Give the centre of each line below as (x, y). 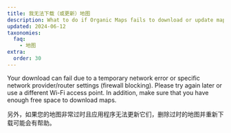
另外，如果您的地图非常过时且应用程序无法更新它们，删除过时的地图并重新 (112, 114)
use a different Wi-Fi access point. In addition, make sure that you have (108, 92)
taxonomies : (24, 33)
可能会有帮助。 (34, 123)
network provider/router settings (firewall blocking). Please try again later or (114, 85)
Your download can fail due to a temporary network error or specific (104, 78)
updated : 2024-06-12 (37, 26)
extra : (16, 52)
